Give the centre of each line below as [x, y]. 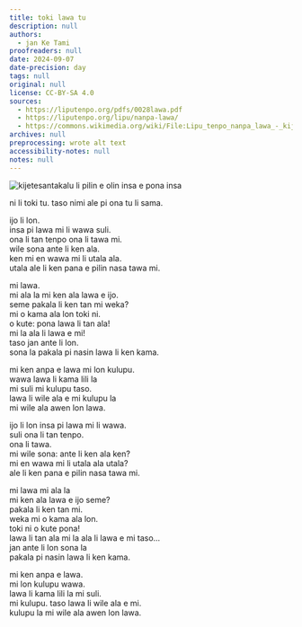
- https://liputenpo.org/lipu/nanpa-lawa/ [98, 118]
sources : [26, 101]
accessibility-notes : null [60, 151]
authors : [26, 34]
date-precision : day [48, 68]
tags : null [30, 76]
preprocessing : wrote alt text [68, 143]
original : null [38, 84]
